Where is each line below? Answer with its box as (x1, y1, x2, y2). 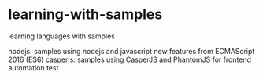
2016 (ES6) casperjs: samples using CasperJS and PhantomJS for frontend (8, 55, 252, 64)
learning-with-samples (8, 5, 163, 23)
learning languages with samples (8, 31, 116, 41)
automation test (8, 63, 59, 72)
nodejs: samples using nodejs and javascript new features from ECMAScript (8, 46, 255, 56)
